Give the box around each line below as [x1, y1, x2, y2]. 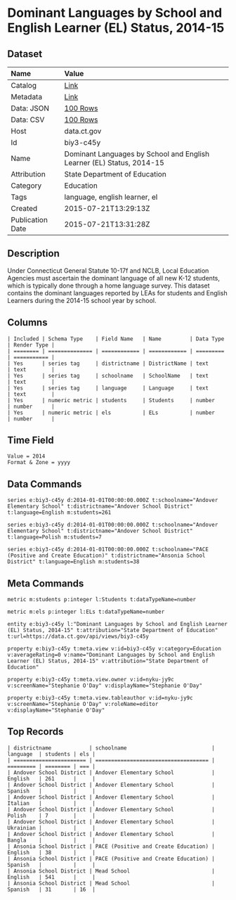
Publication [11, 215, 48, 224]
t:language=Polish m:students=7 [7, 534, 102, 541]
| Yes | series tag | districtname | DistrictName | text [7, 360, 209, 367]
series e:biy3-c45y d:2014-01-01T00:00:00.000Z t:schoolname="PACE [7, 546, 209, 553]
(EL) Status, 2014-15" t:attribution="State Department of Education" [7, 627, 218, 634]
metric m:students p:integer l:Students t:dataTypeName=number [7, 596, 197, 603]
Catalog [11, 81, 37, 90]
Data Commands [7, 478, 82, 490]
